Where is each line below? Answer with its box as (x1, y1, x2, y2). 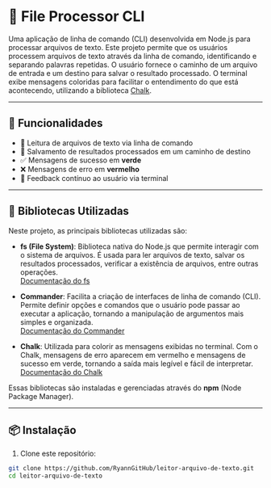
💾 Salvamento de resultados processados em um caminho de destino (19, 146, 252, 156)
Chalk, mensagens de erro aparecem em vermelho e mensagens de (19, 350, 246, 360)
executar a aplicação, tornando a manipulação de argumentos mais (19, 309, 244, 318)
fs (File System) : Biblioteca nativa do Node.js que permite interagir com (19, 242, 260, 251)
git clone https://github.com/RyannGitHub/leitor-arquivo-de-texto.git (8, 465, 254, 473)
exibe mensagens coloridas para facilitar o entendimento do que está (8, 77, 239, 86)
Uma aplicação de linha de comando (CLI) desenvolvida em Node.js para (8, 34, 252, 44)
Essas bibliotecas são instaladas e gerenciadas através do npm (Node (8, 383, 242, 393)
